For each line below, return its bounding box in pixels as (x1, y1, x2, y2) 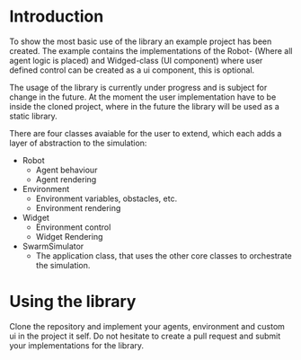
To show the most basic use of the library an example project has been (9, 36, 272, 47)
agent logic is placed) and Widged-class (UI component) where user (9, 55, 263, 66)
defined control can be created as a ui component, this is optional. (9, 65, 255, 75)
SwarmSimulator (22, 241, 84, 251)
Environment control (35, 222, 111, 233)
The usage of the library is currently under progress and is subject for (9, 82, 268, 92)
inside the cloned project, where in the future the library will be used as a (9, 101, 280, 111)
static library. (9, 110, 58, 121)
